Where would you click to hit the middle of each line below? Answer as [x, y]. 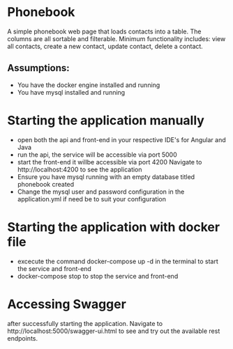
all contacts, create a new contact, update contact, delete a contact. [105, 46]
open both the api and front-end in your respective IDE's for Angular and [122, 139]
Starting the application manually [106, 120]
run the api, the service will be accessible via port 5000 [97, 155]
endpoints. [23, 338]
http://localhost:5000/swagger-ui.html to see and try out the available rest [114, 331]
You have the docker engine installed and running [89, 85]
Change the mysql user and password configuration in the [101, 192]
